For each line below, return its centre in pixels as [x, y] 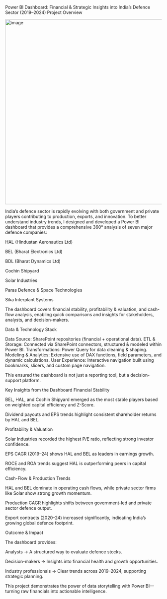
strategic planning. [24, 576]
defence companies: [26, 232]
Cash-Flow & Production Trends [38, 478]
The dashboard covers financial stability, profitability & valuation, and [76, 309]
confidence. [17, 444]
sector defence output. [29, 508]
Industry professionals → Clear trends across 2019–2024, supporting [76, 571]
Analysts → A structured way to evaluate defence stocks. [64, 552]
